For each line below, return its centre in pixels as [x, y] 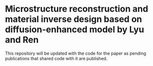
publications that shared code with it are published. [56, 58]
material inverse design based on [74, 19]
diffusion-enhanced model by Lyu [75, 30]
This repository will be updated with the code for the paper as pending [76, 53]
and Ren [22, 40]
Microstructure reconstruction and [77, 9]
